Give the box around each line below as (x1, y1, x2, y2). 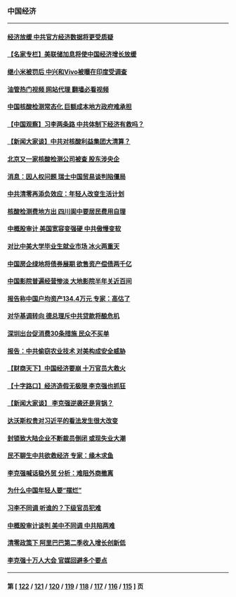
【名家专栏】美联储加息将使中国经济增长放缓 (7, 50, 137, 59)
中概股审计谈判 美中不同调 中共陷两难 (7, 521, 115, 529)
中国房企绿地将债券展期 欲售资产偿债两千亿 (7, 259, 132, 268)
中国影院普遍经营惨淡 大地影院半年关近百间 (7, 277, 132, 285)
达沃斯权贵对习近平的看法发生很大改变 (7, 416, 118, 424)
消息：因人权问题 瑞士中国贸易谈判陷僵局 (7, 172, 126, 180)
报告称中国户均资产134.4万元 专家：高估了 (7, 294, 131, 302)
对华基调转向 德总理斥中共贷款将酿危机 (7, 312, 120, 320)
